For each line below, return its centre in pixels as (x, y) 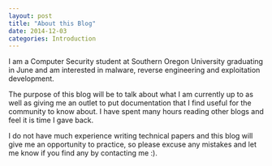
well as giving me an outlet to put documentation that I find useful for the (130, 103)
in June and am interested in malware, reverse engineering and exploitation (134, 70)
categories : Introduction (52, 38)
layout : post (30, 16)
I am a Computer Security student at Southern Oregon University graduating (136, 62)
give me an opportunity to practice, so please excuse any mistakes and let (133, 145)
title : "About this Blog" (52, 23)
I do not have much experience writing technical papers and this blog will (131, 136)
